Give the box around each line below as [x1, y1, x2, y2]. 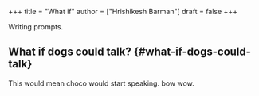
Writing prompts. [8, 22, 64, 31]
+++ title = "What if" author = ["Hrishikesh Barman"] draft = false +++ [8, 7, 237, 16]
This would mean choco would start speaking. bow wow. [8, 79, 195, 88]
